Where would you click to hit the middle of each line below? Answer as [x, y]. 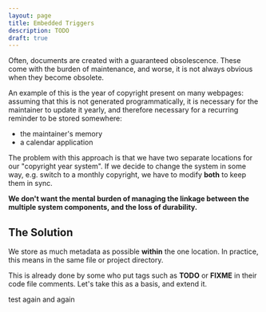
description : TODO [39, 30]
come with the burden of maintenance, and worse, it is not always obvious [131, 69]
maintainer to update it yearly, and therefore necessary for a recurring [123, 110]
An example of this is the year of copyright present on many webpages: [126, 93]
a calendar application [56, 142]
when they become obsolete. [56, 77]
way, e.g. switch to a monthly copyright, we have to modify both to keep [127, 175]
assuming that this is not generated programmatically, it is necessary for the [133, 101]
